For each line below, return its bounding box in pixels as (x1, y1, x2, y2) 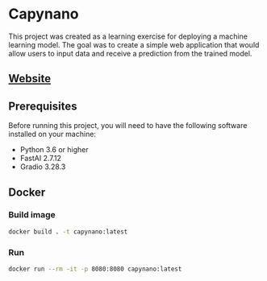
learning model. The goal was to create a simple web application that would (8, 39, 260, 49)
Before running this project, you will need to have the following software (8, 121, 248, 130)
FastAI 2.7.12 (19, 154, 62, 163)
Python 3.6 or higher (19, 145, 89, 155)
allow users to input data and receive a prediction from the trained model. (8, 48, 252, 58)
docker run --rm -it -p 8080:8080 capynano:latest (8, 265, 182, 273)
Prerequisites (8, 99, 77, 113)
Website (8, 72, 51, 85)
